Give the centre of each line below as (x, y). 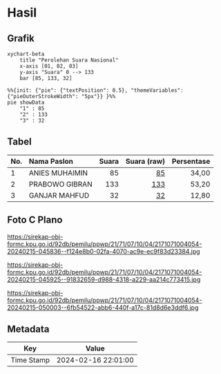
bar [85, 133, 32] (46, 78)
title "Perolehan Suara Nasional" (69, 60)
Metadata (28, 329)
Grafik (21, 38)
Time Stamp (30, 360)
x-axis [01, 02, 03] (49, 66)
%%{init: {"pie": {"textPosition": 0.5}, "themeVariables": (96, 91)
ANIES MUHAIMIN (58, 173)
